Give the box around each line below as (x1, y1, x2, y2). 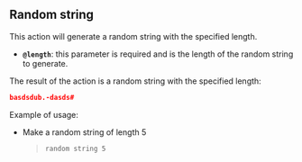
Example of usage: (9, 109, 79, 120)
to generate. (22, 58, 69, 68)
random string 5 (44, 144, 106, 153)
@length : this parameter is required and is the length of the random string (22, 49, 294, 59)
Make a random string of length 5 (22, 126, 147, 138)
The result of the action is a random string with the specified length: (9, 76, 261, 86)
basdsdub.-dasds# (9, 93, 75, 102)
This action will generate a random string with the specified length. (9, 31, 258, 41)
